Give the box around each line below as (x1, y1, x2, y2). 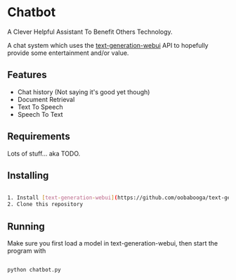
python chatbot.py (7, 266, 61, 273)
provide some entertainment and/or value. (7, 49, 129, 57)
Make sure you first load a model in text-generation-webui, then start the (7, 238, 218, 247)
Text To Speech (17, 103, 63, 111)
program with (7, 246, 46, 255)
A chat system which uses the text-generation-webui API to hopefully (7, 41, 209, 49)
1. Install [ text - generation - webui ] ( (7, 194, 118, 201)
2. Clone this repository (7, 201, 83, 208)
